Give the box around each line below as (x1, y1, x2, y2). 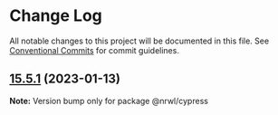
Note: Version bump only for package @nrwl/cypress (9, 95, 208, 106)
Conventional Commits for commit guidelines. (9, 44, 179, 55)
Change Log (9, 5, 102, 26)
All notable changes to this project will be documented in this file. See (9, 35, 270, 46)
